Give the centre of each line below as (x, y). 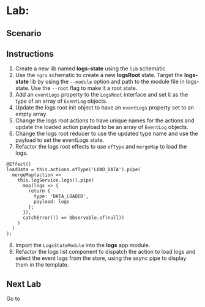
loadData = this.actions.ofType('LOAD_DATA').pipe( (73, 170)
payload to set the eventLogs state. (60, 140)
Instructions (30, 54)
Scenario (24, 33)
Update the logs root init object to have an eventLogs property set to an (105, 108)
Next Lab (24, 284)
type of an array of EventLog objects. (61, 101)
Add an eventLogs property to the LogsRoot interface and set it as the (102, 95)
